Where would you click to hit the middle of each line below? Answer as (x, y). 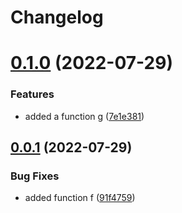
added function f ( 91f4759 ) (80, 198)
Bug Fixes (35, 176)
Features (32, 94)
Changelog (57, 17)
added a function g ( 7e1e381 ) (84, 116)
